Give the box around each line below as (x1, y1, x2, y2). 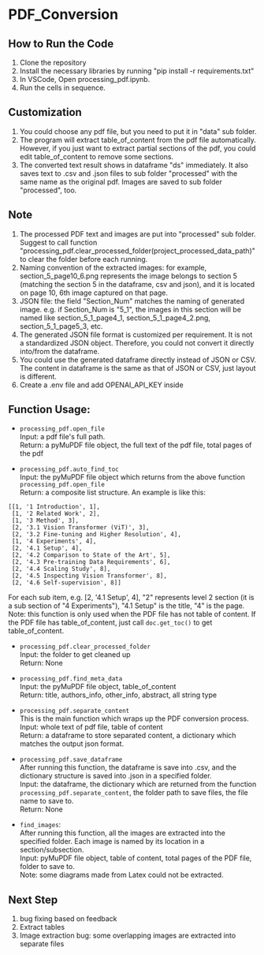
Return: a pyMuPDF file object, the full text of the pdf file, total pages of (19, 440, 252, 450)
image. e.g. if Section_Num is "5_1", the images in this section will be (19, 304, 242, 314)
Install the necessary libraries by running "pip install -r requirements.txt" (19, 66, 255, 76)
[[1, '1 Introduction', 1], (8, 503, 101, 511)
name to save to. (19, 796, 74, 806)
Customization (8, 106, 83, 119)
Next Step (8, 893, 58, 906)
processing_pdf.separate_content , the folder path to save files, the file (19, 788, 248, 797)
